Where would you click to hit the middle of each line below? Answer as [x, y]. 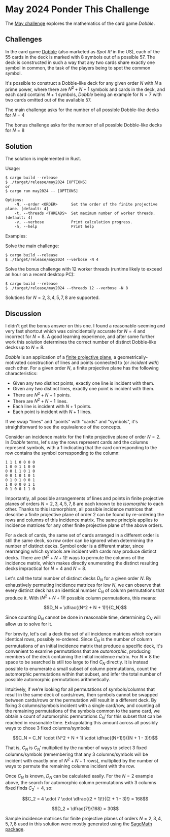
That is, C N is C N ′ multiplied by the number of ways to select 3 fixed [76, 748]
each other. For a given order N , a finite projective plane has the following [82, 368]
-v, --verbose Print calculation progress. [74, 222]
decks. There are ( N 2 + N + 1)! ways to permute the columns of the [75, 557]
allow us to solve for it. [29, 624]
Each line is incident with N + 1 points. [52, 407]
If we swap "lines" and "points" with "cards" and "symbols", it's [72, 422]
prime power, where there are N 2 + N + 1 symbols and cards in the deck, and [85, 89]
